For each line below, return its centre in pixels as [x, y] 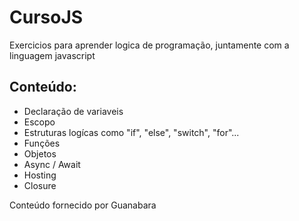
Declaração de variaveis [73, 111]
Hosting [40, 175]
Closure [40, 185]
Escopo [39, 122]
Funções [42, 143]
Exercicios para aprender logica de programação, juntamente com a [149, 45]
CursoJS [46, 17]
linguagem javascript [52, 55]
